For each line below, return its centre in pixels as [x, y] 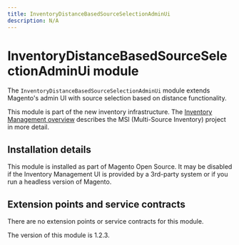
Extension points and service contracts [96, 204]
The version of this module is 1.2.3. [59, 235]
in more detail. [29, 127]
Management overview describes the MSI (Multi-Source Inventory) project [117, 120]
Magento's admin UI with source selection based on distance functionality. [117, 98]
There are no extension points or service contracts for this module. [106, 221]
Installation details [49, 149]
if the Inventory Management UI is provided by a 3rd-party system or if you [118, 174]
